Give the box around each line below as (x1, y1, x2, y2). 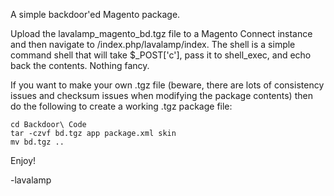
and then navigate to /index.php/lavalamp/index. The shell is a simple (10, 39, 296, 50)
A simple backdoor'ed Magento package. (10, 9, 181, 20)
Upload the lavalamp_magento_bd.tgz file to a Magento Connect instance (10, 28, 313, 39)
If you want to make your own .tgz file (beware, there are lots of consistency (10, 79, 325, 91)
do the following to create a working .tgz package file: (10, 100, 233, 112)
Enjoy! (10, 155, 37, 166)
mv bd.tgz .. (10, 137, 65, 147)
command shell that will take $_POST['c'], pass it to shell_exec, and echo (10, 49, 312, 61)
